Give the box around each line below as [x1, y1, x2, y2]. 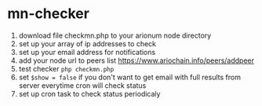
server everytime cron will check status [18, 80, 147, 90]
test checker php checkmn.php [18, 64, 115, 73]
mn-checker [7, 5, 89, 23]
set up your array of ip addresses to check [18, 38, 156, 48]
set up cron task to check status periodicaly [18, 89, 161, 98]
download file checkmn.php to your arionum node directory [18, 31, 212, 40]
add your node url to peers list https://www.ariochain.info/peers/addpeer [18, 56, 255, 65]
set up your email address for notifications [18, 47, 156, 57]
